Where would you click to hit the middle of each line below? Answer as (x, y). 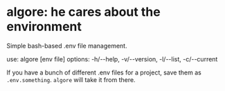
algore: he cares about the (83, 12)
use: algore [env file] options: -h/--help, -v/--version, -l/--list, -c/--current (112, 59)
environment (44, 27)
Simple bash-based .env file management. (67, 45)
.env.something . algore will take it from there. (71, 79)
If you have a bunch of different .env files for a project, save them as (104, 72)
